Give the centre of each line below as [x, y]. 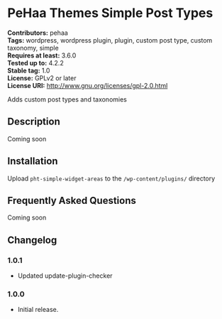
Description [34, 122]
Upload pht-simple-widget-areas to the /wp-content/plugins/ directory [111, 178]
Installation [33, 161]
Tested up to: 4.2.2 [35, 63]
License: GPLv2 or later [42, 78]
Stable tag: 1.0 [29, 70]
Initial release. [38, 310]
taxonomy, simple [33, 48]
